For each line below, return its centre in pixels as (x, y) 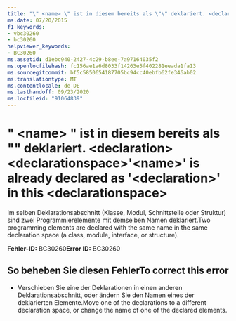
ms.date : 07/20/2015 (38, 20)
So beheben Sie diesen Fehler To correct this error (118, 271)
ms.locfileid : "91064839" (45, 99)
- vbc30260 (23, 33)
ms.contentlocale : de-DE (44, 86)
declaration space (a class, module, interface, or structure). (93, 235)
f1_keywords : (26, 27)
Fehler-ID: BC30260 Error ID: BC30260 (64, 248)
